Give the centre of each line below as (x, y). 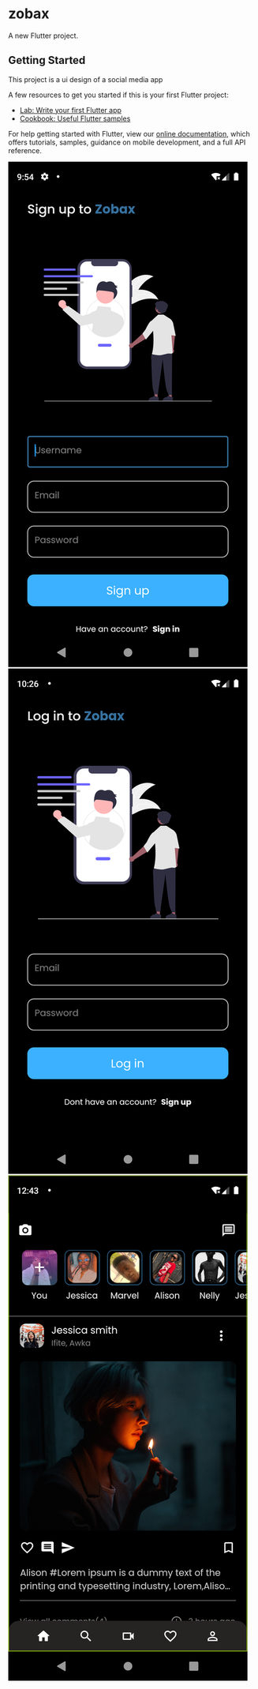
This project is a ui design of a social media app (86, 79)
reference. (25, 150)
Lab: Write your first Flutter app (71, 110)
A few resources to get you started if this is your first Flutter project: (118, 95)
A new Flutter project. (43, 36)
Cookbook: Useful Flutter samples (75, 118)
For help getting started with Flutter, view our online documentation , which (129, 133)
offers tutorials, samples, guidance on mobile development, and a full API (127, 142)
